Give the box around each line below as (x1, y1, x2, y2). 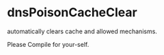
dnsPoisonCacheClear (7, 5, 138, 20)
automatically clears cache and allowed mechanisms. (7, 27, 157, 35)
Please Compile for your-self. (7, 40, 90, 48)
